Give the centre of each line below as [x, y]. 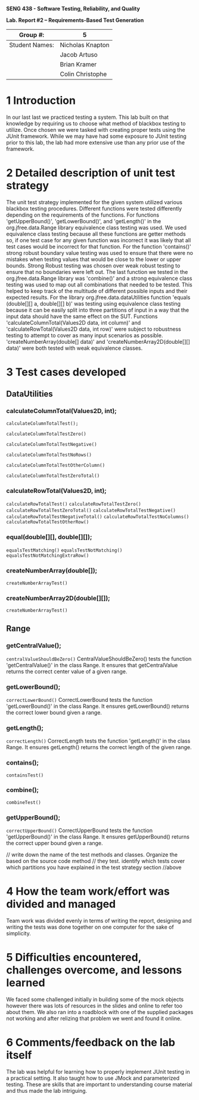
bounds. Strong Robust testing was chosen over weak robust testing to [93, 266]
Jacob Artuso [79, 55]
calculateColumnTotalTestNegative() [52, 444]
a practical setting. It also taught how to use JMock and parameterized [93, 1078]
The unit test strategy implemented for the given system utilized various [94, 202]
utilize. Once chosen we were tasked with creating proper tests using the [96, 130]
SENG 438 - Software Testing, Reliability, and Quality [73, 9]
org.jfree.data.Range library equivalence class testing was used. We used [96, 227]
